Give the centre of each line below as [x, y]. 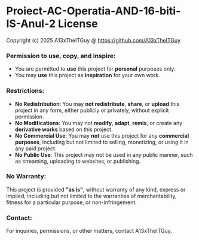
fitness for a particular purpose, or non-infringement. [72, 202]
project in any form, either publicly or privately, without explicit [92, 110]
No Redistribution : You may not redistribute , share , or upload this [97, 104]
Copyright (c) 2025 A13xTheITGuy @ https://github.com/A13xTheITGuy [94, 40]
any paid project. [36, 148]
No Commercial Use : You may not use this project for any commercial [102, 135]
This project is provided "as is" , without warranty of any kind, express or [96, 189]
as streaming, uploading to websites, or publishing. [78, 161]
